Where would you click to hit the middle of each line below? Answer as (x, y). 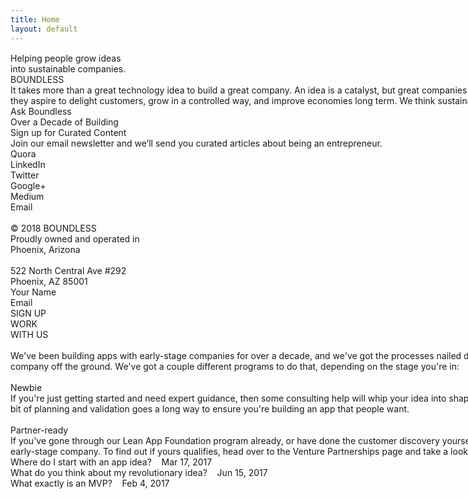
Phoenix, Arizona (45, 249)
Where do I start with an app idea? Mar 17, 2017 (111, 462)
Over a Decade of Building (64, 122)
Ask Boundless (41, 111)
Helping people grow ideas (66, 58)
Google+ (28, 185)
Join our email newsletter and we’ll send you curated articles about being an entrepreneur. (196, 143)
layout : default (44, 29)
